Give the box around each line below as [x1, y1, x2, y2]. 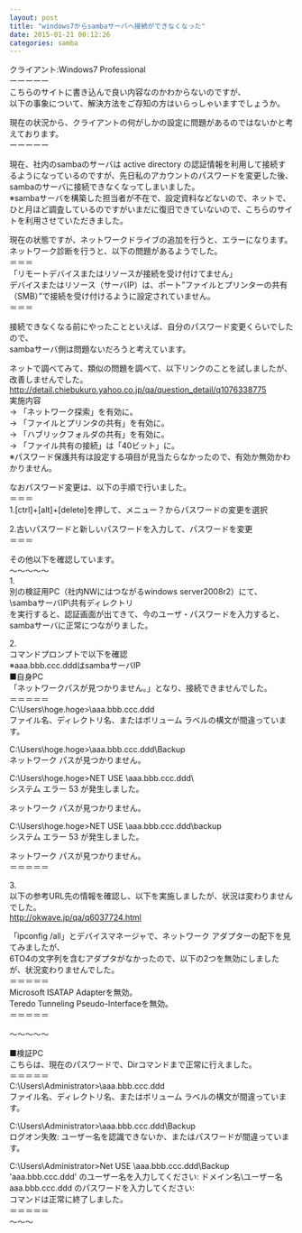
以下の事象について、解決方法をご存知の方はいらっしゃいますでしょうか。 [9, 98, 286, 109]
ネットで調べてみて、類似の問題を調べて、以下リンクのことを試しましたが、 [9, 363, 293, 374]
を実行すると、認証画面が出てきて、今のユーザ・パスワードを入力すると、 [9, 609, 285, 620]
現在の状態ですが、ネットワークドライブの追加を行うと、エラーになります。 [9, 235, 293, 245]
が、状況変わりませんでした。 [9, 964, 120, 975]
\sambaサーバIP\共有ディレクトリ [9, 597, 133, 609]
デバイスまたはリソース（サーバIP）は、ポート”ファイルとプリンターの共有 [9, 280, 288, 290]
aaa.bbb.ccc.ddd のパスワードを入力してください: [9, 1182, 196, 1193]
